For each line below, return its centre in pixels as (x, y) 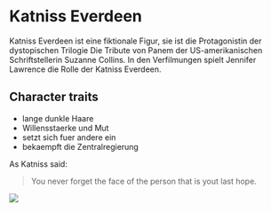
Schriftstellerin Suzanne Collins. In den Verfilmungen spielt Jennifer (133, 59)
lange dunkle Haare (58, 118)
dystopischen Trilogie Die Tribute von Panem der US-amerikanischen (136, 50)
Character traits (54, 97)
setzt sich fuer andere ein (69, 137)
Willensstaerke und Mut (65, 128)
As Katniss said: (39, 164)
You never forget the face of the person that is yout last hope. (144, 181)
